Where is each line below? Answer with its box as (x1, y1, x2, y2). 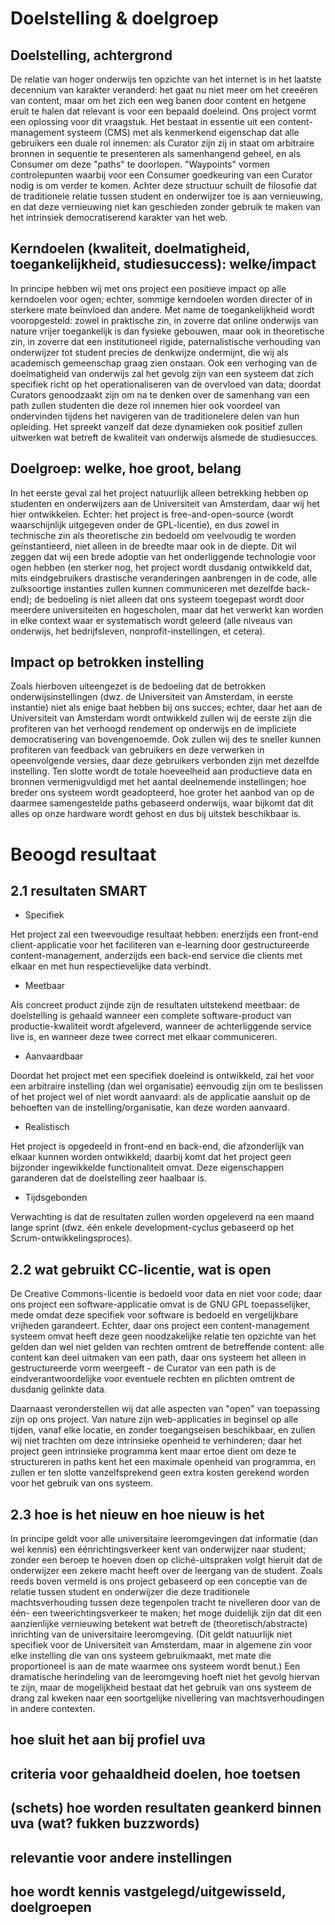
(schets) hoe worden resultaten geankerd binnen (10, 1800, 322, 1817)
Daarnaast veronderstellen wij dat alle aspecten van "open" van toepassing (10, 1403, 321, 1415)
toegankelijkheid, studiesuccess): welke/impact (10, 256, 317, 273)
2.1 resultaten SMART (10, 883, 148, 900)
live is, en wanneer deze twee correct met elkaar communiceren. (10, 1031, 278, 1043)
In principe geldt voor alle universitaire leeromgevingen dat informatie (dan (10, 1533, 318, 1545)
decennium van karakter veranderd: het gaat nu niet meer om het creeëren (10, 84, 318, 96)
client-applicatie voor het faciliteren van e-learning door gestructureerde (10, 939, 310, 951)
